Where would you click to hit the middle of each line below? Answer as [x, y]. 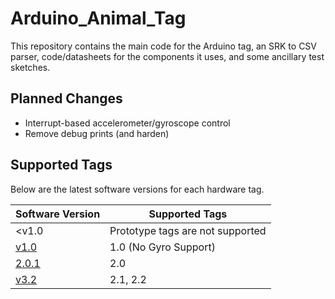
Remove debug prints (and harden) [97, 133]
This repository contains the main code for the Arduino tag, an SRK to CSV [164, 46]
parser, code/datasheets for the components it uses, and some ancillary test [167, 56]
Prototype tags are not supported [188, 230]
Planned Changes [66, 98]
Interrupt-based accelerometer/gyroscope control [127, 123]
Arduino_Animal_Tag [98, 18]
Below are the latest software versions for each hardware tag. [137, 189]
